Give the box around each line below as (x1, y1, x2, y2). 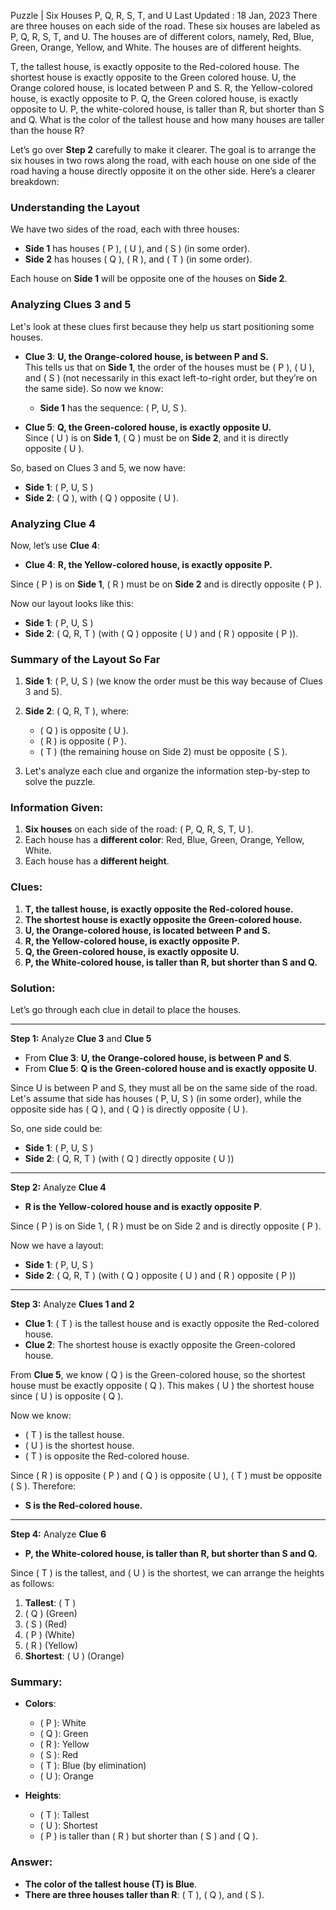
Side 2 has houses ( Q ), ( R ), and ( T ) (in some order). (24, 253, 253, 265)
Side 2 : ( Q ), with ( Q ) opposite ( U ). (24, 491, 179, 504)
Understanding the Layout (10, 200, 141, 214)
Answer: (10, 1855, 53, 1869)
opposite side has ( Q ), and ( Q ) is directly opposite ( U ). (10, 1103, 248, 1115)
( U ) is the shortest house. (24, 1440, 135, 1452)
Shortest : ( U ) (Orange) (24, 1650, 125, 1662)
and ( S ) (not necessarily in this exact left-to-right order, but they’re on (24, 371, 318, 384)
